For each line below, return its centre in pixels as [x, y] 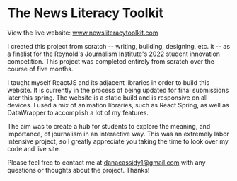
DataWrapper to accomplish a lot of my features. [78, 112]
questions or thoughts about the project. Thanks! [79, 170]
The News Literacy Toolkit [86, 13]
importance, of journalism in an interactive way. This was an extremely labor [118, 134]
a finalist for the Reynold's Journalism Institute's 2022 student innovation [114, 54]
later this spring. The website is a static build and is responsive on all [108, 98]
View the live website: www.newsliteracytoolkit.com [83, 33]
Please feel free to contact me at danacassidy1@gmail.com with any [107, 162]
